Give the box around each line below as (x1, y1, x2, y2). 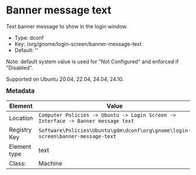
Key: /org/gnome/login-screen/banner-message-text (14, 40, 142, 47)
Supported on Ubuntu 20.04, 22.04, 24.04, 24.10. (6, 76, 124, 83)
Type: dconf (14, 34, 44, 41)
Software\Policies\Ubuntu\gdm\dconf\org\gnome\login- (38, 127, 191, 133)
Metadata (6, 87, 35, 95)
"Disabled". (6, 64, 33, 71)
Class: (9, 159, 26, 167)
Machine (38, 159, 62, 167)
